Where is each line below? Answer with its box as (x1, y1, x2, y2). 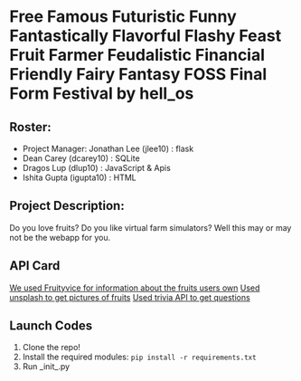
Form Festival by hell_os (9, 83, 194, 104)
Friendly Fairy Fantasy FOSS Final (9, 64, 268, 85)
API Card (9, 258, 61, 273)
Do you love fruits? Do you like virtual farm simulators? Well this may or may (9, 222, 292, 233)
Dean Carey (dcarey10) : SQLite (22, 153, 140, 164)
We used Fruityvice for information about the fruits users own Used (9, 282, 260, 293)
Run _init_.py (22, 361, 71, 372)
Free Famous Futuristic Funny (9, 6, 237, 27)
